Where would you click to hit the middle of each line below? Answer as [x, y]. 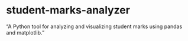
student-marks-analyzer [68, 10]
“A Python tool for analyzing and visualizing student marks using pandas [94, 26]
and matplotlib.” [25, 32]
